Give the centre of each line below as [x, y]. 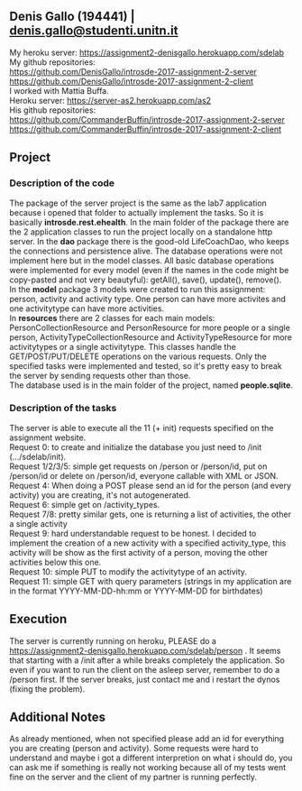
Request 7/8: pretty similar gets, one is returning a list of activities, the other [150, 514]
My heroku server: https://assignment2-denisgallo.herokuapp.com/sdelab [146, 52]
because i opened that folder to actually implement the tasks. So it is [137, 212]
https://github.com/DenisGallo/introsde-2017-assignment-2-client [132, 81]
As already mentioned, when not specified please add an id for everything [147, 739]
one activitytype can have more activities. [87, 308]
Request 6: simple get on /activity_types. [85, 504]
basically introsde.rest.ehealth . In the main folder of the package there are [149, 222]
